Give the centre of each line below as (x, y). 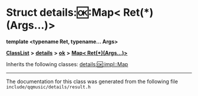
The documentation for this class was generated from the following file (92, 81)
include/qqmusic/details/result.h (49, 87)
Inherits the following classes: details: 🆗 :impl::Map (67, 64)
